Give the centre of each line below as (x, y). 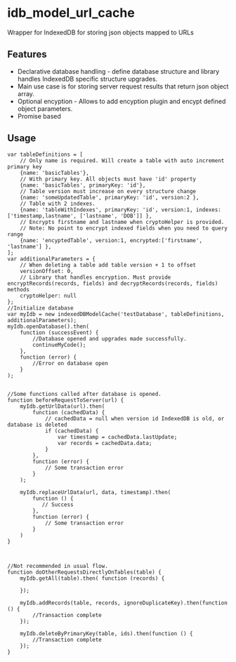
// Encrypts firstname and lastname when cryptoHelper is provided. (122, 222)
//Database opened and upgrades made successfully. (110, 338)
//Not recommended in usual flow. (58, 566)
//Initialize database (40, 308)
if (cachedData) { (72, 431)
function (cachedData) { (69, 412)
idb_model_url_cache (71, 13)
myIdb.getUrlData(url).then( (63, 406)
